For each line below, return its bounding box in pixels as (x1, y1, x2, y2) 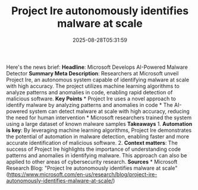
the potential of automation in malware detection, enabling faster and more (6, 132, 189, 140)
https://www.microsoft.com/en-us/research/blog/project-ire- (8, 170, 158, 178)
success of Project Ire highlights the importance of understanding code (6, 145, 181, 153)
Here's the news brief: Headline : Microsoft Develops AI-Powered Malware (6, 64, 188, 71)
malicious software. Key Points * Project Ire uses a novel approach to (6, 95, 177, 102)
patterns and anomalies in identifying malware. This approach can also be (6, 151, 187, 159)
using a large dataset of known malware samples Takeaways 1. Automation (6, 120, 193, 127)
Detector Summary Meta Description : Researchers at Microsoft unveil (6, 69, 179, 77)
